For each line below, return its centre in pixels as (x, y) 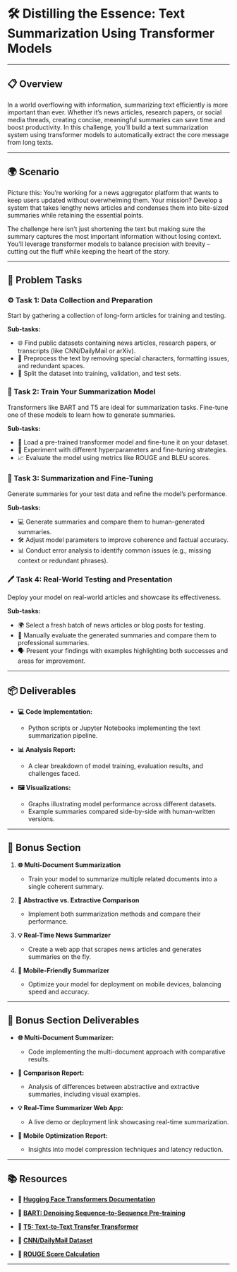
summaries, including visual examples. (84, 1094)
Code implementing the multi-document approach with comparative (127, 1052)
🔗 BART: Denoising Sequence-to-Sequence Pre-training (101, 1213)
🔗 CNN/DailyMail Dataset (55, 1240)
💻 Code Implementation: (55, 712)
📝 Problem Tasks (45, 280)
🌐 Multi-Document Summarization (69, 865)
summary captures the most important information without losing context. (114, 236)
